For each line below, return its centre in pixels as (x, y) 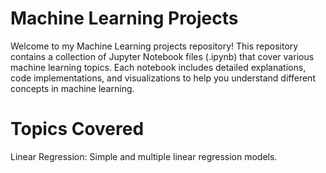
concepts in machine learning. (72, 88)
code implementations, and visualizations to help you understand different (163, 78)
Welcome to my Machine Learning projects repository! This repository (154, 46)
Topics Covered (77, 129)
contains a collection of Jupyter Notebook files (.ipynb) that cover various (162, 56)
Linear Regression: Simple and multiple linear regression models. (144, 156)
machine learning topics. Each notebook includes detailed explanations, (158, 67)
